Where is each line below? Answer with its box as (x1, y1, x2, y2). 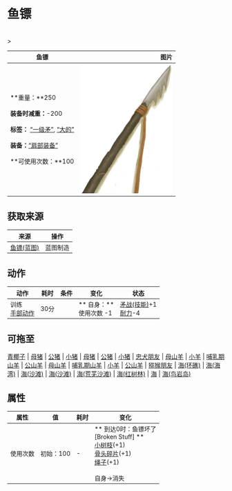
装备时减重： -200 (10, 110, 63, 118)
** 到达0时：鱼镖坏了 (94, 425, 157, 433)
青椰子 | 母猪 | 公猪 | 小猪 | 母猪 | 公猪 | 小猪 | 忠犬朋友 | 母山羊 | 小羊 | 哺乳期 (7, 352, 225, 361)
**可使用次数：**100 (10, 157, 75, 166)
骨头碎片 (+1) (94, 449, 132, 457)
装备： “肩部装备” (10, 141, 59, 150)
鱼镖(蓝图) (10, 243, 39, 252)
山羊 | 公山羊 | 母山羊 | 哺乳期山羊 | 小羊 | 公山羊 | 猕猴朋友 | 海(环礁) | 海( (7, 361, 215, 370)
